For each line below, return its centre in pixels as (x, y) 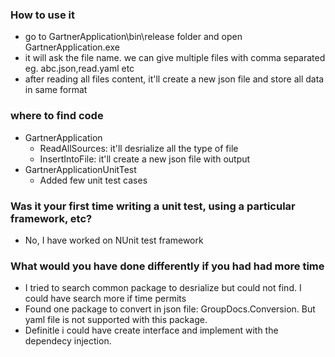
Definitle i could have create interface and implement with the (151, 330)
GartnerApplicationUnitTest (80, 169)
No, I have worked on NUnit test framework (114, 240)
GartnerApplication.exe (72, 47)
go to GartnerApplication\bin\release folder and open (133, 37)
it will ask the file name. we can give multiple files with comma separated (175, 58)
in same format (56, 90)
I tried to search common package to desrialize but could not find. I (163, 288)
